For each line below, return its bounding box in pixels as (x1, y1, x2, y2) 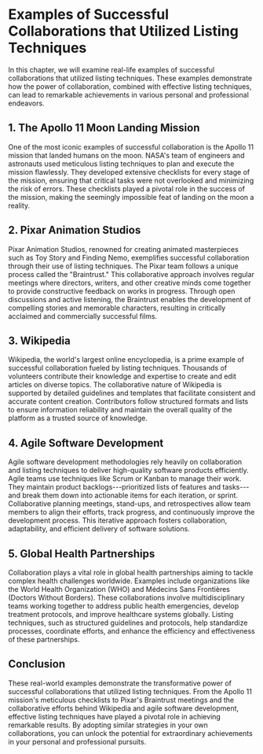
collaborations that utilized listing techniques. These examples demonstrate (8, 73, 253, 83)
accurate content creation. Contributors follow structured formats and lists (8, 397, 249, 406)
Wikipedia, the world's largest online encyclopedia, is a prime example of (8, 355, 245, 364)
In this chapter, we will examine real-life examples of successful (8, 65, 215, 74)
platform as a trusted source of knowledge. (8, 413, 148, 423)
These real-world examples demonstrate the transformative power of (8, 678, 232, 688)
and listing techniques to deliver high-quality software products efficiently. (8, 466, 249, 475)
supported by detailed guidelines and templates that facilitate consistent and (8, 388, 256, 398)
